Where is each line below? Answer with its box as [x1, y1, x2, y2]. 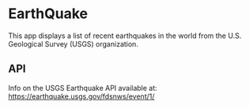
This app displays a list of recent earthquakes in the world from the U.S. [8, 31, 242, 40]
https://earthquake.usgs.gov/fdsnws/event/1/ [8, 92, 155, 101]
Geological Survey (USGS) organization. [8, 39, 138, 48]
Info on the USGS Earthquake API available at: [8, 83, 158, 92]
